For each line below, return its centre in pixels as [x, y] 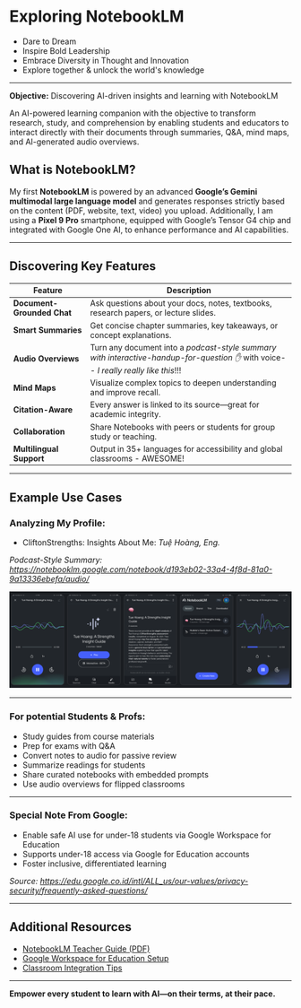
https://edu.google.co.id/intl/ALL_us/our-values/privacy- [144, 881]
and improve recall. [125, 393]
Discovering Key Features [83, 266]
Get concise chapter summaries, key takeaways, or [184, 326]
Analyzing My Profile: [57, 523]
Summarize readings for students [84, 765]
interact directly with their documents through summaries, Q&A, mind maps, [149, 132]
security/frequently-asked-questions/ [78, 891]
